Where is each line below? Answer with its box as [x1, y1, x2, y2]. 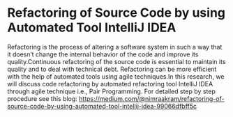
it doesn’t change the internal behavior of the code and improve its [7, 50, 199, 58]
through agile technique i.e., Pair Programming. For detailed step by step [7, 87, 216, 95]
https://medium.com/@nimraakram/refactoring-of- [79, 94, 225, 102]
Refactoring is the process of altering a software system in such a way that [7, 42, 223, 51]
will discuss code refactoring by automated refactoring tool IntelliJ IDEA [7, 79, 213, 88]
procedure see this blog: [7, 94, 78, 102]
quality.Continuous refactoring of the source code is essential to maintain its [7, 57, 226, 65]
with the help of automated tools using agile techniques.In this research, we [7, 72, 225, 81]
